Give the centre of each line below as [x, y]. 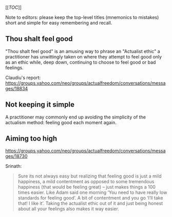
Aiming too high [31, 139]
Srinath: [14, 166]
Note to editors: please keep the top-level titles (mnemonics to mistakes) [82, 17]
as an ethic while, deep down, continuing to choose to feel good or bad [81, 62]
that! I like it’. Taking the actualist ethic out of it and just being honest [90, 203]
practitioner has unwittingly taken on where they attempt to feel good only [84, 56]
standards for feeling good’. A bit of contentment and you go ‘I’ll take [90, 198]
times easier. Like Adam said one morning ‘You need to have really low [92, 192]
